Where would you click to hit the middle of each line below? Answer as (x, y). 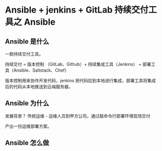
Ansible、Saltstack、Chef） (41, 70)
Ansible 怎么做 (27, 143)
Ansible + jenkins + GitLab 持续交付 (77, 10)
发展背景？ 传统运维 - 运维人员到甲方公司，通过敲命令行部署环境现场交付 (78, 116)
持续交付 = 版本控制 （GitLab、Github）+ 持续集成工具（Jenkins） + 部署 (78, 64)
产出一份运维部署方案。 (28, 126)
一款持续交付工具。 (24, 54)
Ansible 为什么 (27, 103)
